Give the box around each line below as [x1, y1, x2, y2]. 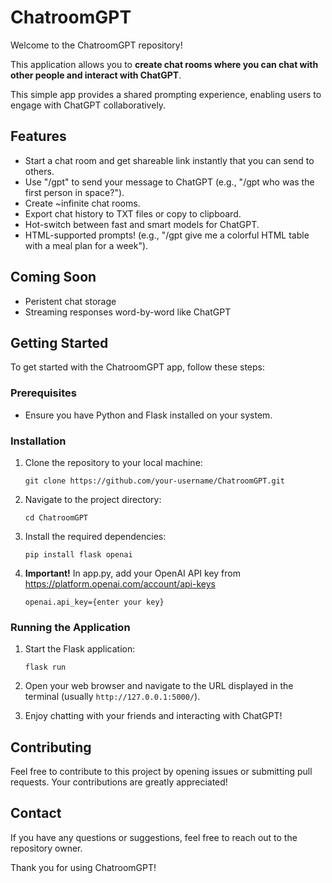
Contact [10, 805, 62, 822]
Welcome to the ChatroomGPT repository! [10, 39, 183, 51]
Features [10, 128, 67, 145]
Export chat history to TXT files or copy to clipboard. [24, 207, 242, 220]
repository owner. [10, 842, 83, 854]
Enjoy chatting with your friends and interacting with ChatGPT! [24, 710, 283, 722]
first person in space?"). [24, 186, 125, 198]
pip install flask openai [24, 549, 133, 560]
